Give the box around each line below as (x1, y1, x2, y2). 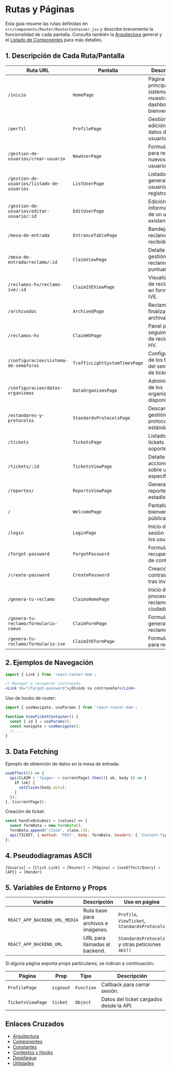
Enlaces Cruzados (5, 1019, 65, 1028)
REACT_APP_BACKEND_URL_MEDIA (8, 917, 78, 923)
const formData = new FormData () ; (10, 823, 83, 828)
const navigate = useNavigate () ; (10, 724, 81, 729)
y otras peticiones (118, 941, 161, 948)
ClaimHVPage (73, 332, 102, 338)
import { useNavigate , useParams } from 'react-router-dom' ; (5, 705, 138, 710)
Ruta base (83, 907, 108, 914)
